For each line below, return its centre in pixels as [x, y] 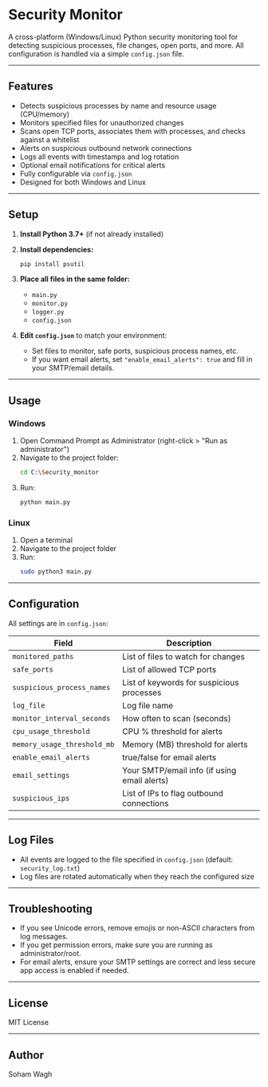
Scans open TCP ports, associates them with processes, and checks [132, 131]
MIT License [29, 1022]
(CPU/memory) [45, 114]
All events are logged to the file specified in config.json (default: [126, 859]
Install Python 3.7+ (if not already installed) [92, 234]
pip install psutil [52, 264]
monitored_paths [43, 656]
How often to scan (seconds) [177, 718]
